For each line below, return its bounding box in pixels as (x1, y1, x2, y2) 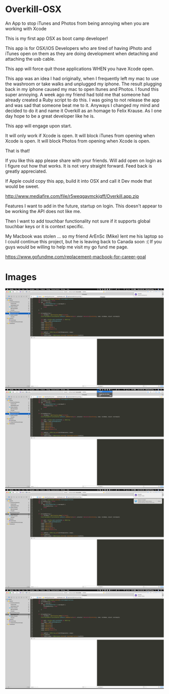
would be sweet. (5, 183, 39, 189)
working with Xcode (5, 25, 47, 31)
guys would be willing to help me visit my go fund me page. (5, 244, 129, 250)
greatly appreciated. (5, 168, 47, 174)
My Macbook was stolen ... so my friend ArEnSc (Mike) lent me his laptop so (5, 233, 163, 239)
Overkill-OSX (5, 4, 62, 15)
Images (5, 272, 37, 283)
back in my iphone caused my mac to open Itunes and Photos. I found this (5, 86, 159, 92)
